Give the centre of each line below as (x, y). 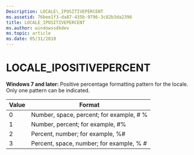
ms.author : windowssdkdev (38, 28)
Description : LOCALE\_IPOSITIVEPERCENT (55, 11)
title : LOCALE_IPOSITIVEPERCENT (45, 22)
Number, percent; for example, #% (79, 124)
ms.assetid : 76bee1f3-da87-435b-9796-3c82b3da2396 (69, 17)
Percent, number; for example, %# (79, 134)
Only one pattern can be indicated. (48, 90)
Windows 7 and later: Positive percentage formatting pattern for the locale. (97, 84)
